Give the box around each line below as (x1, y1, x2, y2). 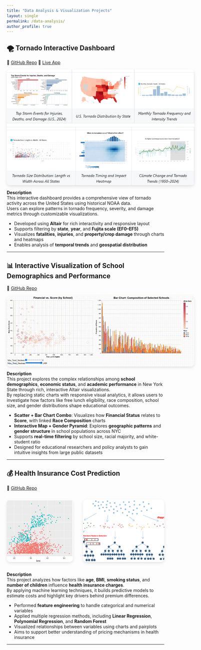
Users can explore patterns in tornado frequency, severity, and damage (6, 205, 154, 211)
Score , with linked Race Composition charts (13, 417, 105, 423)
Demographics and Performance (6, 272, 110, 280)
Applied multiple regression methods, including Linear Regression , (13, 613, 152, 619)
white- (144, 433, 159, 439)
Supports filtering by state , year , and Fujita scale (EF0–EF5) (13, 226, 139, 232)
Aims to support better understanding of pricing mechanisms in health (13, 628, 159, 635)
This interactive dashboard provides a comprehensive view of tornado (6, 195, 151, 201)
